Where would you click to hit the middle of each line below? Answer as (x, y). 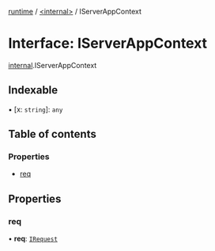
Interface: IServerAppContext (108, 44)
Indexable (33, 90)
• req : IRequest (33, 239)
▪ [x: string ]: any (36, 109)
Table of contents (52, 134)
